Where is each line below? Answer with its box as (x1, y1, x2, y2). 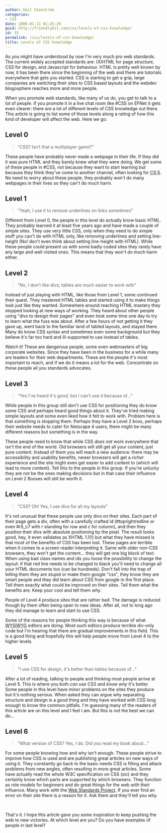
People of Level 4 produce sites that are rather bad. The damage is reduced (5, 597, 161, 603)
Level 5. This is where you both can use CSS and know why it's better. (5, 681, 149, 687)
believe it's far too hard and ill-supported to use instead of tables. (5, 334, 139, 340)
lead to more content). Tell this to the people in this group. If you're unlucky (5, 465, 160, 471)
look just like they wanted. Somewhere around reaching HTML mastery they (5, 302, 161, 308)
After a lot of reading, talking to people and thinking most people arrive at (5, 675, 156, 681)
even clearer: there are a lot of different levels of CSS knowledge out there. (5, 105, 159, 111)
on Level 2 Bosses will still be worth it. (5, 476, 83, 481)
